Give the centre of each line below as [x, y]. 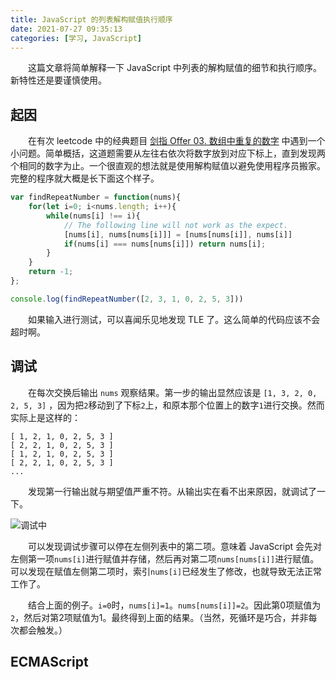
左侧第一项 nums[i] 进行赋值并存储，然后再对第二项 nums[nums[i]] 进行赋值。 [165, 558]
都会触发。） [43, 630]
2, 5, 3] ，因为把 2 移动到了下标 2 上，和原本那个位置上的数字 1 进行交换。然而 [167, 405]
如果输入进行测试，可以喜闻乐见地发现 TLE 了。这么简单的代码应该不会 [174, 319]
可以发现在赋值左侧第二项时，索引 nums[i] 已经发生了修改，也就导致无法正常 [166, 571]
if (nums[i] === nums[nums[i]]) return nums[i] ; [165, 244]
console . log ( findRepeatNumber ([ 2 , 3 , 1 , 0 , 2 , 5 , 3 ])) [127, 299]
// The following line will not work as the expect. [175, 225]
